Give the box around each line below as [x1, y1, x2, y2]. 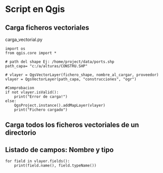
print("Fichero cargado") [14, 107, 68, 112]
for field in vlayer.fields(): [5, 159, 70, 164]
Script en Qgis [5, 3, 65, 15]
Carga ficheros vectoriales [5, 23, 89, 32]
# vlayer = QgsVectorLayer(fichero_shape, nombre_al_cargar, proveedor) [5, 72, 159, 77]
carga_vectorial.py [5, 36, 43, 42]
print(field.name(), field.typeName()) [14, 163, 97, 168]
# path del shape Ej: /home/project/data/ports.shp [5, 59, 114, 64]
